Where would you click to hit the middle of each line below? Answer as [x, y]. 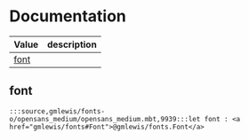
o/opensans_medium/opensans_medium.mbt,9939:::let [105, 119]
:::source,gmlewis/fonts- [57, 111]
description [72, 44]
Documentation [68, 16]
